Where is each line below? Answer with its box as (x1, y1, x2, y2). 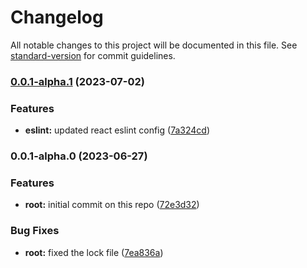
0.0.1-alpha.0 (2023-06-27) (10, 149, 148, 163)
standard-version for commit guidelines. (10, 49, 176, 61)
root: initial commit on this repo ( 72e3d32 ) (24, 199, 200, 211)
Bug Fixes (10, 224, 60, 238)
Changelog (10, 6, 104, 29)
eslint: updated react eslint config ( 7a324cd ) (24, 124, 210, 136)
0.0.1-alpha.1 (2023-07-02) (10, 74, 146, 88)
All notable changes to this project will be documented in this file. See (10, 39, 298, 51)
